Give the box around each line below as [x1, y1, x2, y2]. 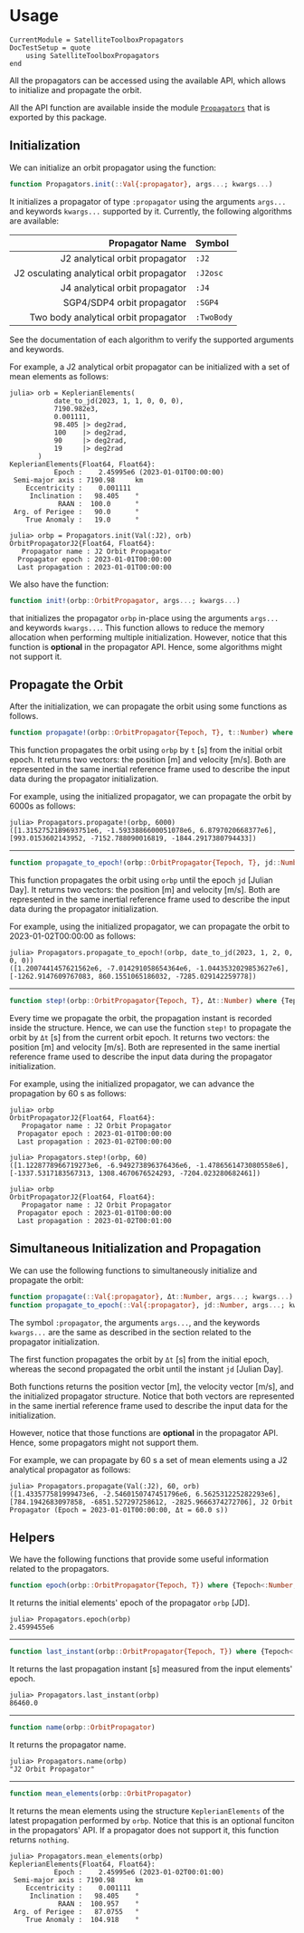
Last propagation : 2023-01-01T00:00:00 [17, 562, 172, 571]
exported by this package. [9, 111, 107, 122]
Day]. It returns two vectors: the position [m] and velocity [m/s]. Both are [9, 885, 280, 895]
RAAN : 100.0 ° [57, 499, 140, 508]
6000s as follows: [9, 800, 76, 811]
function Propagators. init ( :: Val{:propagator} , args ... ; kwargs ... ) [9, 179, 273, 188]
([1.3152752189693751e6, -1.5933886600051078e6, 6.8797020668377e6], [9, 826, 278, 836]
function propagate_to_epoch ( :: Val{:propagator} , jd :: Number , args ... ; [9, 1300, 285, 1309]
